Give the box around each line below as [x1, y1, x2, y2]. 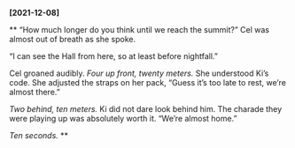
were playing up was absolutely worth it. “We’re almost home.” [9, 114, 237, 123]
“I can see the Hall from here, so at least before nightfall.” [9, 51, 219, 61]
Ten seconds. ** [9, 130, 69, 140]
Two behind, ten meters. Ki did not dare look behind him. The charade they [9, 104, 283, 114]
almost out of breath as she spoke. [9, 34, 136, 44]
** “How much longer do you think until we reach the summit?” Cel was [9, 25, 270, 34]
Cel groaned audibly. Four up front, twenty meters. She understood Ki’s [9, 68, 269, 78]
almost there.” [9, 87, 60, 97]
